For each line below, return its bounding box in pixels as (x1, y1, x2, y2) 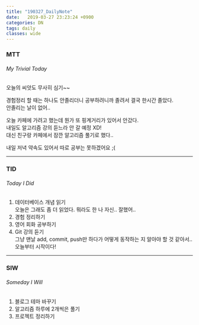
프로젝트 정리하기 (14, 313, 55, 320)
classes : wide (6, 31, 41, 37)
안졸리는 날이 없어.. (6, 104, 50, 111)
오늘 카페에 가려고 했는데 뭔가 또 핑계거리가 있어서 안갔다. (6, 117, 139, 124)
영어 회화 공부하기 (14, 221, 56, 228)
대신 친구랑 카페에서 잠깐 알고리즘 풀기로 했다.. (6, 132, 114, 139)
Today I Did (6, 179, 34, 187)
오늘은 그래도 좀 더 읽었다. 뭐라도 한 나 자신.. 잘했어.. (14, 206, 136, 214)
